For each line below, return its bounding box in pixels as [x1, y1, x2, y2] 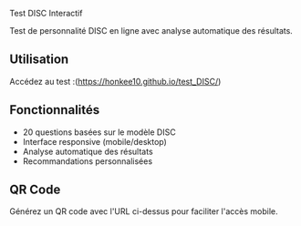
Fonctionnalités [9, 102, 100, 118]
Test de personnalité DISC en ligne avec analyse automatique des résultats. [9, 26, 294, 36]
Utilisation [9, 52, 69, 67]
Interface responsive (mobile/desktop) [22, 136, 167, 147]
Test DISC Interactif [9, 8, 83, 18]
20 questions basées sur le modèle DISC [22, 127, 176, 138]
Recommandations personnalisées [22, 155, 153, 167]
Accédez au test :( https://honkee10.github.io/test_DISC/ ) [9, 76, 222, 87]
